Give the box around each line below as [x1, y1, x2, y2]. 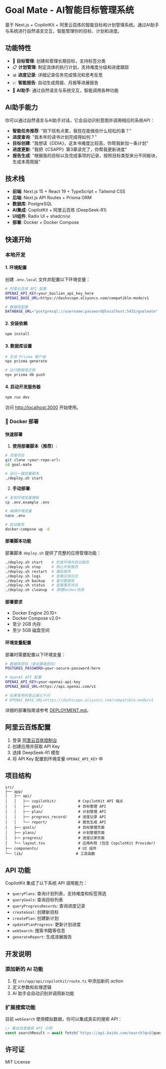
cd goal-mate [5, 462, 32, 467]
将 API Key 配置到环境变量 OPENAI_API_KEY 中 [12, 756, 103, 761]
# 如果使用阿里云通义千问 [5, 693, 50, 698]
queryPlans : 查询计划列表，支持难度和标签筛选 [12, 891, 107, 896]
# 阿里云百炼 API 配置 [5, 286, 47, 291]
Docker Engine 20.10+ [12, 610, 57, 616]
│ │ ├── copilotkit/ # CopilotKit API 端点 [5, 799, 124, 804]
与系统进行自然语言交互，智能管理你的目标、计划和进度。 [5, 28, 122, 34]
